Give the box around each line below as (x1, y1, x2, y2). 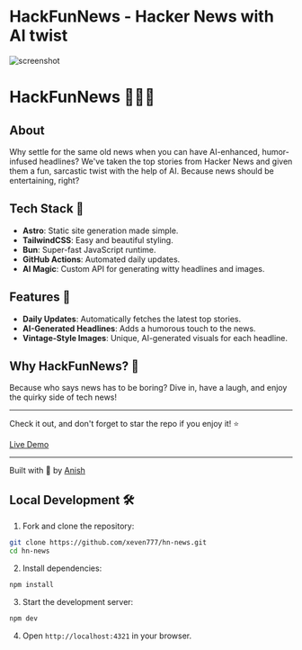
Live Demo (9, 439, 49, 450)
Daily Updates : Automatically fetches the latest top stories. (22, 313, 242, 324)
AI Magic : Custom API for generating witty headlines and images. (22, 263, 265, 274)
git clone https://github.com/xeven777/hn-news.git (9, 538, 207, 547)
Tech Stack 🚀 (9, 201, 84, 217)
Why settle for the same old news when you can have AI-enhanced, (9, 146, 261, 157)
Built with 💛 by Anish (9, 465, 85, 476)
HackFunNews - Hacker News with (9, 6, 274, 27)
